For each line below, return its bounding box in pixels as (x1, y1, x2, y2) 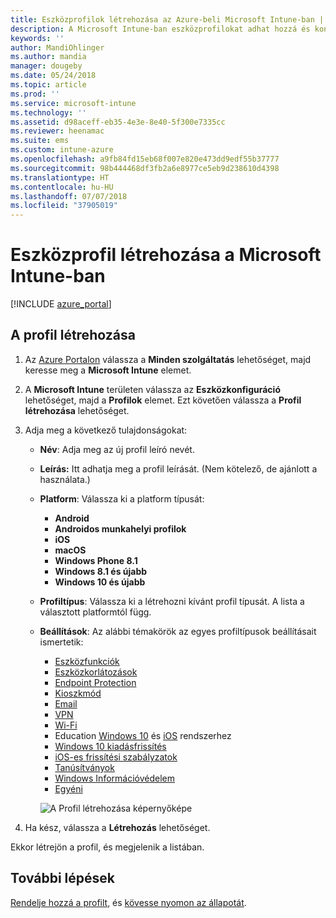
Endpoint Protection (54, 676, 137, 688)
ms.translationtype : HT (10, 172, 110, 183)
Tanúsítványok (54, 761, 115, 773)
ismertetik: (39, 636, 84, 648)
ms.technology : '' (10, 107, 87, 118)
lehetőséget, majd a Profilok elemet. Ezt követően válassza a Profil (24, 394, 302, 406)
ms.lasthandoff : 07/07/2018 (10, 191, 128, 201)
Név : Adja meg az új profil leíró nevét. (39, 443, 195, 455)
